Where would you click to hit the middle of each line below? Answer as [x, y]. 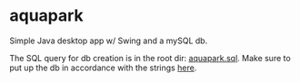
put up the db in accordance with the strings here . [103, 68]
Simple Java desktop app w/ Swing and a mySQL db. [109, 41]
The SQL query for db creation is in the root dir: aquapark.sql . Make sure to [150, 58]
